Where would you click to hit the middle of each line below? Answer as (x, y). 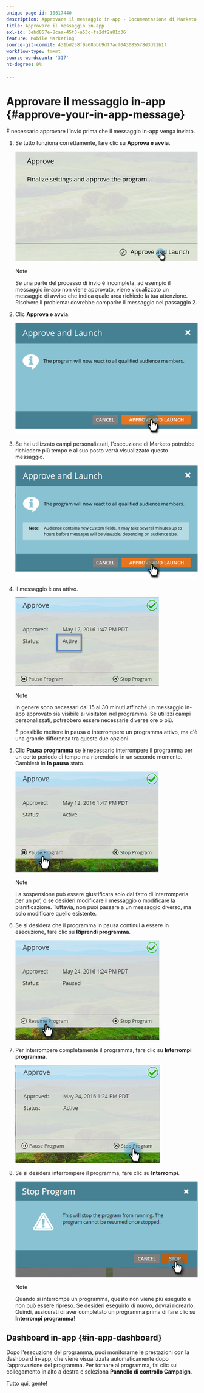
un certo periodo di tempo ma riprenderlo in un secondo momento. (99, 756)
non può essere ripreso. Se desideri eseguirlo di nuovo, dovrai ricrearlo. (105, 1305)
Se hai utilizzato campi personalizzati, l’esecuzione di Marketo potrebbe (105, 444)
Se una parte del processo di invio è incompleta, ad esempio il (93, 283)
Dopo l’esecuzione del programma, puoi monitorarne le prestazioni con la (98, 1352)
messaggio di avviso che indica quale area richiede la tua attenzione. (101, 296)
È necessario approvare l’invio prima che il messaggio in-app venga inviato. (101, 132)
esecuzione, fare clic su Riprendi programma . (73, 932)
